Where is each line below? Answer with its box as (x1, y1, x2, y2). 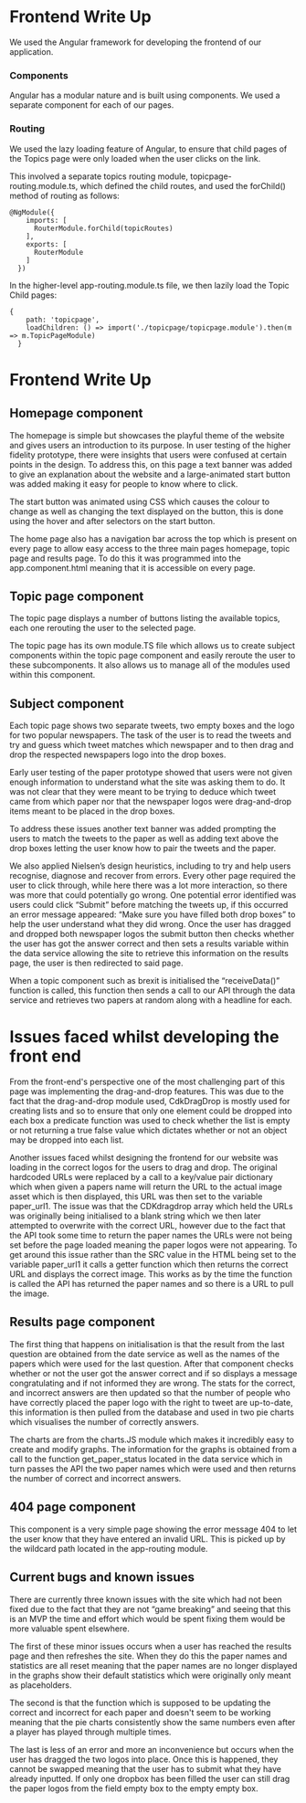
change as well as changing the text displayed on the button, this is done (9, 505, 284, 517)
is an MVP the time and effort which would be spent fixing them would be (9, 1613, 286, 1624)
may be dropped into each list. (9, 1134, 124, 1145)
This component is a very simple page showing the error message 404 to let (9, 1524, 298, 1534)
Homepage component (9, 406, 143, 421)
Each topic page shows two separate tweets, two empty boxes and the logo (9, 720, 295, 732)
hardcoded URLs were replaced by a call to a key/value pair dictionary (9, 1172, 274, 1183)
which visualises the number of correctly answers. (9, 1416, 199, 1427)
